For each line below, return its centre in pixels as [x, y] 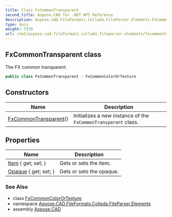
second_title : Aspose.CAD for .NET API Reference [59, 15]
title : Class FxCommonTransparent [42, 10]
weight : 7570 [19, 29]
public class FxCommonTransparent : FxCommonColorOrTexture [71, 76]
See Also [17, 187]
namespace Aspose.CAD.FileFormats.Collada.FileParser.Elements [82, 204]
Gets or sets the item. [85, 163]
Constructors [27, 93]
